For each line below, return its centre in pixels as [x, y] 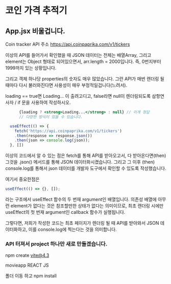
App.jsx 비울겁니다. [35, 31]
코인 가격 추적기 [36, 10]
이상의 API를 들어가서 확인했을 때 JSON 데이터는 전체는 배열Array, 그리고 [78, 55]
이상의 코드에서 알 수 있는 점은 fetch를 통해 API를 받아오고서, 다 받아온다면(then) [86, 156]
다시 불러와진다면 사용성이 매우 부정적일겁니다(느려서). [73, 85]
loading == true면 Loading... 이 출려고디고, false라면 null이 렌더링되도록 [78, 96]
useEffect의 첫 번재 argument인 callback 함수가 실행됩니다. [65, 212]
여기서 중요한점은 [22, 179]
